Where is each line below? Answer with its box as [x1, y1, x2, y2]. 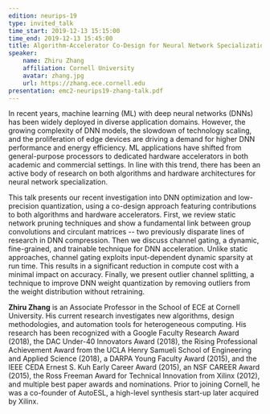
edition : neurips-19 [8, 11, 78, 20]
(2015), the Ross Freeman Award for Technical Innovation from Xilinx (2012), [8, 371, 260, 381]
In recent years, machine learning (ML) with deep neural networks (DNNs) [8, 109, 254, 118]
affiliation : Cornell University [22, 64, 135, 72]
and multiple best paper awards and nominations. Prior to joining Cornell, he [8, 379, 260, 389]
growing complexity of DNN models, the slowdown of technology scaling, [8, 126, 252, 135]
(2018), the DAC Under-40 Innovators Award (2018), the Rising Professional [8, 337, 258, 346]
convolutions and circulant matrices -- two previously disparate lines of [8, 227, 245, 237]
